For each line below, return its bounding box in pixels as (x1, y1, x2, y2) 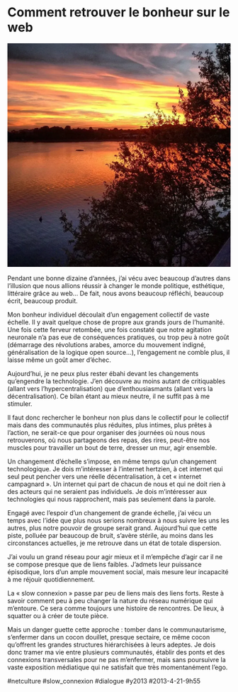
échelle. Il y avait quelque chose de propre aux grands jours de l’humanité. (7, 317, 225, 326)
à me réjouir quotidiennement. (7, 575, 96, 583)
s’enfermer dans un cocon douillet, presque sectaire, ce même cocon (7, 632, 210, 641)
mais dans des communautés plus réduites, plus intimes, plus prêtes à (7, 420, 212, 429)
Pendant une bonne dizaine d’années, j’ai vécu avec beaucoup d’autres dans (7, 274, 231, 282)
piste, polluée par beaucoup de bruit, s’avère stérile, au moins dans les (7, 531, 214, 539)
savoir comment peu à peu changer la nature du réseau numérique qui (7, 596, 213, 605)
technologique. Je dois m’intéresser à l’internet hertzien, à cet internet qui (7, 464, 223, 473)
